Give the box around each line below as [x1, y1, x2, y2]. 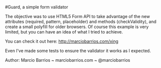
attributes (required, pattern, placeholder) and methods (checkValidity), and [5, 19, 157, 24]
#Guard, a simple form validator [5, 4, 68, 10]
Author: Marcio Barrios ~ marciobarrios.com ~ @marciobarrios [5, 57, 130, 63]
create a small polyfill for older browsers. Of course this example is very [5, 24, 149, 30]
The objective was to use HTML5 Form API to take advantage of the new [5, 14, 150, 19]
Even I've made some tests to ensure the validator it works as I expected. [5, 48, 151, 53]
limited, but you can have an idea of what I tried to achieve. [5, 29, 123, 34]
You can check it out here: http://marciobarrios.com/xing [5, 38, 119, 44]
